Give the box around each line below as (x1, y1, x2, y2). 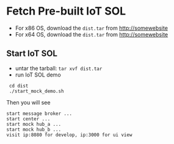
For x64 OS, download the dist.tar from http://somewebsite (15, 30, 169, 38)
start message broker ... (6, 111, 72, 117)
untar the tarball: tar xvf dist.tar (15, 64, 103, 72)
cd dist (9, 83, 29, 89)
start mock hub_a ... (6, 121, 62, 127)
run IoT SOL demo (15, 71, 61, 78)
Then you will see (6, 98, 51, 106)
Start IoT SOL (6, 49, 58, 59)
